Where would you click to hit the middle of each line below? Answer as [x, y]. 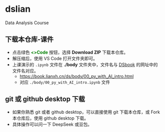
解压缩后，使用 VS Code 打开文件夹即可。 [55, 58]
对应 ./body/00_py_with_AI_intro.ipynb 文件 [65, 82]
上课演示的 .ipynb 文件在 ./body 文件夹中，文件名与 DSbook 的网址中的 [85, 65]
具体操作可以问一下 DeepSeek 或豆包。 [52, 124]
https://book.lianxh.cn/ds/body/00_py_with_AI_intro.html [77, 76]
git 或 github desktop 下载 [45, 99]
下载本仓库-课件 [29, 40]
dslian [18, 9]
